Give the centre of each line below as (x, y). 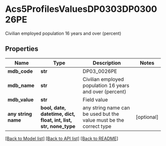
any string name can (106, 107)
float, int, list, (56, 120)
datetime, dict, (58, 114)
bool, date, (53, 107)
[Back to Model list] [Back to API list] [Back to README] (62, 138)
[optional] (147, 117)
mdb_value (21, 99)
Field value (95, 99)
